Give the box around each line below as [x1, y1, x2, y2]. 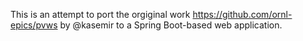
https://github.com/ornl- [192, 9, 293, 20]
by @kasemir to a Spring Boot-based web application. [59, 19, 283, 31]
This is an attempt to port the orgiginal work [10, 9, 191, 20]
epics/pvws [10, 19, 58, 31]
